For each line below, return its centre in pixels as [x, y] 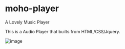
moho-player [32, 9]
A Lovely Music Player [27, 22]
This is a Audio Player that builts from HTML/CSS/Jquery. [63, 31]
